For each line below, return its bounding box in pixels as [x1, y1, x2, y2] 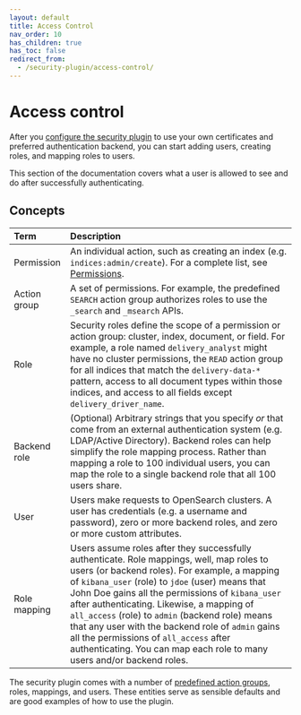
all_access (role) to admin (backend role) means [70, 608, 273, 621]
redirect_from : [9, 55, 66, 64]
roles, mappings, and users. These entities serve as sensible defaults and [9, 686, 280, 697]
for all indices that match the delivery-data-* [70, 364, 262, 376]
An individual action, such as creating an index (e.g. [70, 245, 287, 257]
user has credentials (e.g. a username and [70, 504, 248, 517]
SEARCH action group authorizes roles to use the [70, 293, 268, 306]
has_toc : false [9, 47, 66, 56]
